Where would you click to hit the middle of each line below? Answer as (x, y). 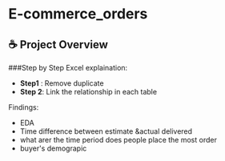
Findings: (24, 107)
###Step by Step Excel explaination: (68, 68)
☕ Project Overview (58, 44)
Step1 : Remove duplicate (62, 83)
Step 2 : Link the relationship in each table (88, 92)
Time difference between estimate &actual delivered (106, 131)
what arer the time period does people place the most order (119, 140)
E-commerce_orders (78, 14)
